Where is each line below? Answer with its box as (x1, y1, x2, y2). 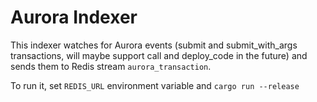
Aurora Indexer (10, 6, 138, 29)
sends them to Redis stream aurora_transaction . (10, 60, 212, 72)
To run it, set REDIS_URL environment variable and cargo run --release (10, 79, 300, 91)
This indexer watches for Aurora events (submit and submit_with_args (10, 39, 298, 51)
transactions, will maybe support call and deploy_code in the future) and (10, 49, 308, 61)
